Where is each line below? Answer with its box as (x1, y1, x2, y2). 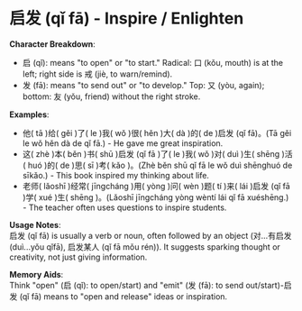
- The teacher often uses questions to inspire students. (22, 202, 227, 213)
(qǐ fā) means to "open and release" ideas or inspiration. (19, 290, 228, 302)
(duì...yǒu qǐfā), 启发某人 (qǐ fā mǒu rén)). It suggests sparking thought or (9, 241, 281, 252)
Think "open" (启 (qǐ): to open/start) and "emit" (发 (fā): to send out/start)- (9, 279, 284, 290)
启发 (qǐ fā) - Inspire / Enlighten (9, 8, 244, 29)
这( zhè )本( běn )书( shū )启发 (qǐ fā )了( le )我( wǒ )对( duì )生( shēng (22, 148, 280, 159)
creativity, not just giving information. (9, 252, 148, 262)
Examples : (9, 109, 50, 120)
